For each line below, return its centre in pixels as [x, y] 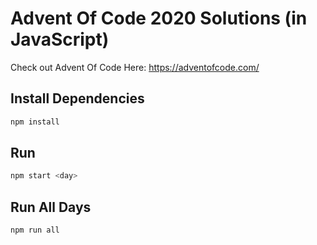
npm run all [35, 230]
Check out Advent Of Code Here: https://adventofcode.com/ [135, 67]
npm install [35, 122]
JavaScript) [60, 39]
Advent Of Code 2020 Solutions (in [159, 18]
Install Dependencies [77, 98]
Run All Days [51, 207]
